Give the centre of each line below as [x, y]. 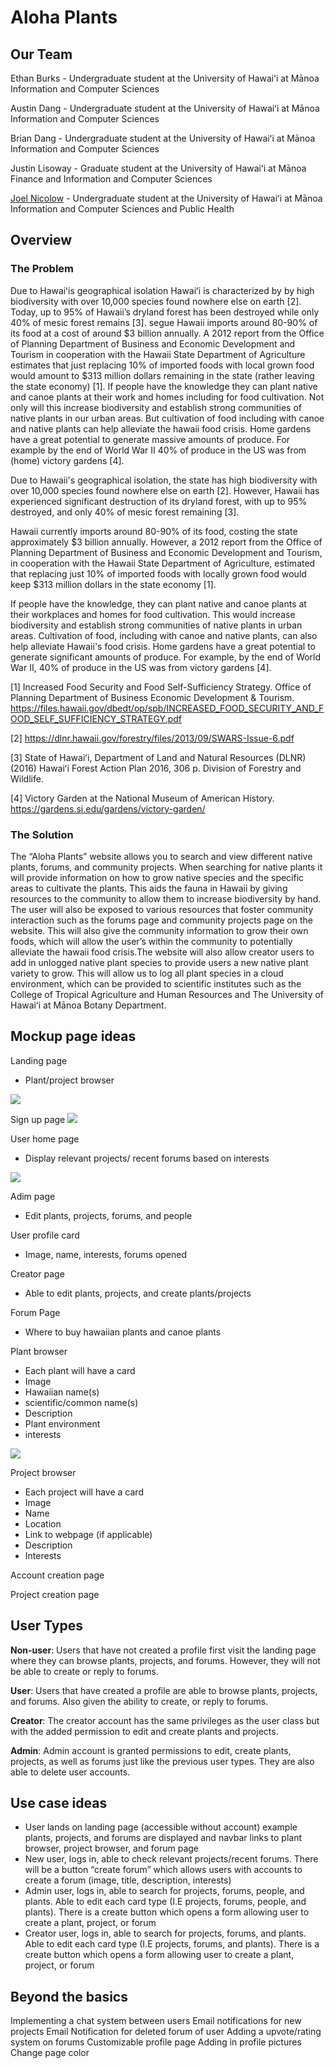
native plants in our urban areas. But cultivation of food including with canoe [167, 418]
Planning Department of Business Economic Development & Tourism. [152, 697]
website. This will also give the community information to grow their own [159, 930]
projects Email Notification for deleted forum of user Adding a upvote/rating [166, 2032]
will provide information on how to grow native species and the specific [157, 877]
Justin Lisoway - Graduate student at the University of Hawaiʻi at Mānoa [158, 168]
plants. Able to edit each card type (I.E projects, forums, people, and [165, 1902]
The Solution [42, 834]
